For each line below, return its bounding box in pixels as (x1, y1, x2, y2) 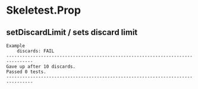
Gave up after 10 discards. (6, 63, 76, 69)
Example (6, 43, 26, 49)
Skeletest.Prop (6, 4, 81, 17)
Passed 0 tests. (6, 69, 46, 75)
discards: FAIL (17, 48, 55, 54)
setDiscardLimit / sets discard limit (6, 27, 138, 37)
